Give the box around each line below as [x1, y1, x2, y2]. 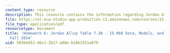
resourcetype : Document [5, 26, 56, 31]
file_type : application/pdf [5, 21, 65, 27]
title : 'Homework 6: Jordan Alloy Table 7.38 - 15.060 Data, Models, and [5, 31, 164, 36]
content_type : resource [5, 7, 56, 13]
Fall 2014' [10, 36, 33, 41]
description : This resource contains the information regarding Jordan [5, 12, 159, 17]
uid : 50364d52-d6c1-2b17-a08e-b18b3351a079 [5, 40, 99, 45]
